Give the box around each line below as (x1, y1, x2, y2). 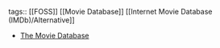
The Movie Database (19, 31, 89, 40)
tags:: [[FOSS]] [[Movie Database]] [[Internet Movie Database (8, 7, 213, 16)
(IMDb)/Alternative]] (8, 15, 75, 25)
